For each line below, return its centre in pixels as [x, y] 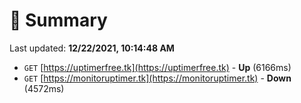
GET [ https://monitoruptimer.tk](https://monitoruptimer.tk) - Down [157, 78]
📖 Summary [58, 20]
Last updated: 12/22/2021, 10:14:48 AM [92, 48]
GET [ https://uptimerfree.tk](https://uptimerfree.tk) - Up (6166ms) [157, 67]
